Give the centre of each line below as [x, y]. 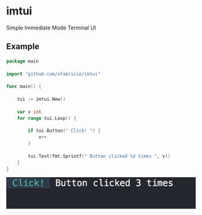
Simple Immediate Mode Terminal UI [51, 28]
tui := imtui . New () [41, 99]
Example [23, 47]
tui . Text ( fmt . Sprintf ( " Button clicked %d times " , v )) [99, 156]
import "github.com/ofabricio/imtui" [54, 74]
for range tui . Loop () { [47, 118]
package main [23, 61]
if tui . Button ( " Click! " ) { [64, 131]
